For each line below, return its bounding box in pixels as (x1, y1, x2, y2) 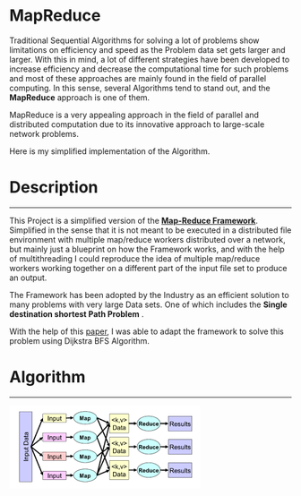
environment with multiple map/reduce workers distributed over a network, (9, 234, 286, 244)
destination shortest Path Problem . (9, 308, 144, 319)
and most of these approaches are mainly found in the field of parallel (9, 73, 267, 83)
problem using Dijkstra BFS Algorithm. (9, 335, 150, 346)
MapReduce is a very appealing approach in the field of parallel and (9, 109, 260, 120)
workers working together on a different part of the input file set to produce (9, 262, 288, 273)
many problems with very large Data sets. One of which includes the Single (9, 299, 288, 310)
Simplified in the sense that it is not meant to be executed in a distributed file (9, 225, 292, 235)
